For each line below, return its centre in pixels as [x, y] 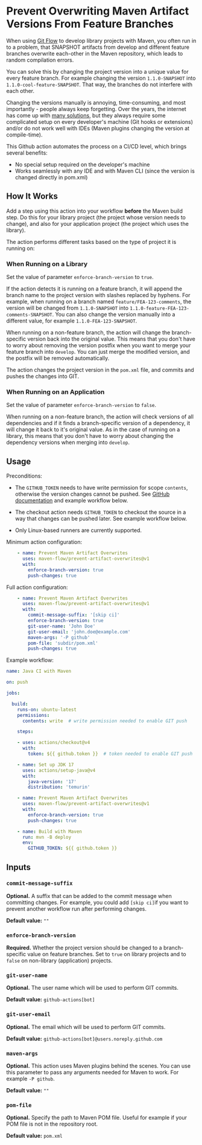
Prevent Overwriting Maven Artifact [98, 11]
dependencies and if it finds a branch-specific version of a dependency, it [98, 423]
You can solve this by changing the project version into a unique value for [97, 71]
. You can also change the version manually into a [114, 315]
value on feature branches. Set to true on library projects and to [107, 954]
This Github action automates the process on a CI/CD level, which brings [96, 146]
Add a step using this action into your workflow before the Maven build [94, 211]
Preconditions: [24, 476]
